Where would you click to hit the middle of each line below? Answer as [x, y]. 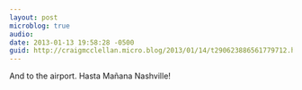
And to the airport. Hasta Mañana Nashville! [90, 76]
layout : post [34, 17]
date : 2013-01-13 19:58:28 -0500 [72, 42]
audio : [22, 34]
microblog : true [40, 26]
